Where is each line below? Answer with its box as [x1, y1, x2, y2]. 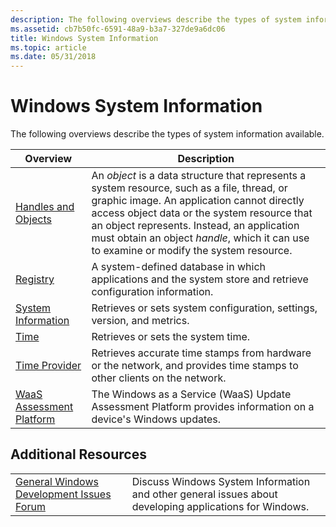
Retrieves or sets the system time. [91, 330, 251, 344]
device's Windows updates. [91, 412, 222, 426]
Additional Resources [10, 446, 147, 463]
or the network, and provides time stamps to [91, 359, 299, 373]
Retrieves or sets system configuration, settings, [91, 301, 318, 315]
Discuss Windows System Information [131, 474, 311, 488]
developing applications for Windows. [131, 499, 310, 513]
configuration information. [91, 285, 214, 299]
